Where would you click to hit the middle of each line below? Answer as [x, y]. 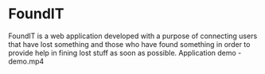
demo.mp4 [26, 61]
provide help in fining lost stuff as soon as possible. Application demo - [125, 53]
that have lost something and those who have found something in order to [129, 44]
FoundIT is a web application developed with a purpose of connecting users [133, 36]
